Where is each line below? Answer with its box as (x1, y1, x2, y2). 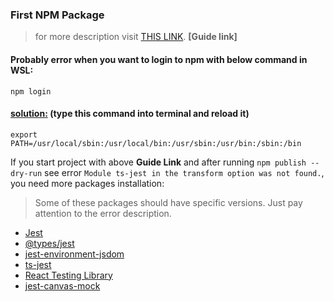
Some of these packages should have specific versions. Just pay (34, 196, 303, 208)
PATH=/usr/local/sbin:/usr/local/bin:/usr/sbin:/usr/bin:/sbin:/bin (10, 138, 302, 148)
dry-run (10, 168, 43, 178)
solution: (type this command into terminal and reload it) (10, 108, 250, 120)
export (10, 129, 38, 140)
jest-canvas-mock (24, 279, 101, 292)
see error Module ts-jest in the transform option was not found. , (44, 166, 325, 178)
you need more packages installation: (10, 177, 165, 189)
